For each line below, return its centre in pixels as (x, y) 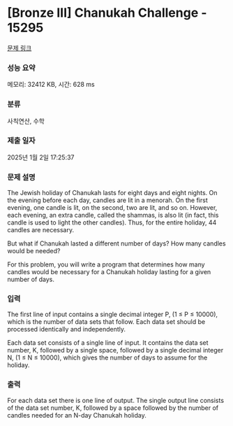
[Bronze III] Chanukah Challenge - (107, 13)
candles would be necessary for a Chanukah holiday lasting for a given (109, 272)
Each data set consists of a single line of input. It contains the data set (108, 343)
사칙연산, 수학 (26, 121)
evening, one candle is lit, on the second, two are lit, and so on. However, (112, 208)
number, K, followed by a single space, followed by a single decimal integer (115, 350)
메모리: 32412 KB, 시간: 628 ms (51, 85)
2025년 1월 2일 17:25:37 (41, 157)
